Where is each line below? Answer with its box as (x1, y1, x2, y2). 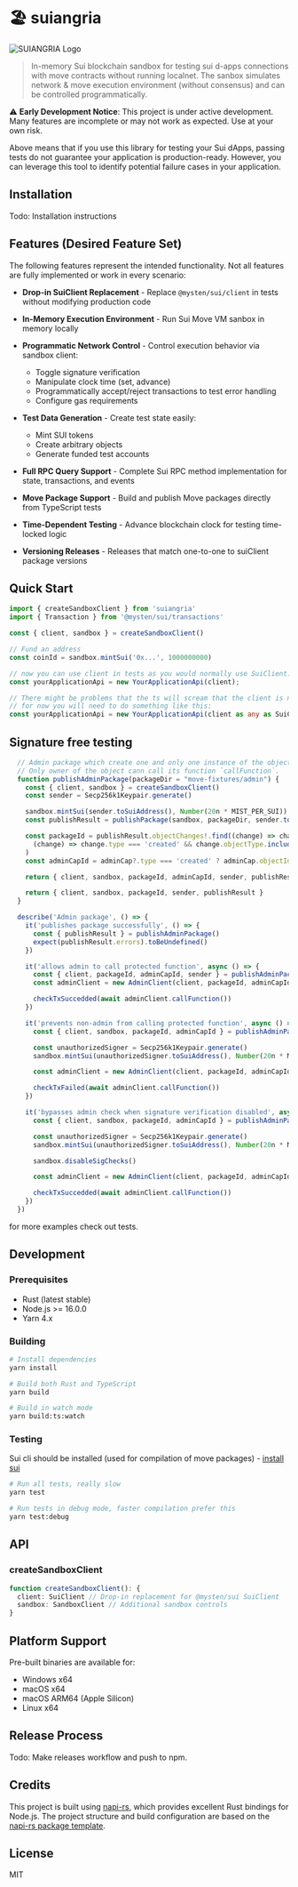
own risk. (9, 124, 43, 135)
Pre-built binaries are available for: (9, 1657, 136, 1667)
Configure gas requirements (35, 395, 139, 406)
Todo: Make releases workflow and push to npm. (9, 1752, 188, 1763)
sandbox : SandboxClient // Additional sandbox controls (17, 1601, 228, 1610)
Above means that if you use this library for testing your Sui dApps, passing (9, 142, 286, 153)
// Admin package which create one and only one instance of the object (17, 758, 292, 767)
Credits (9, 1778, 51, 1793)
